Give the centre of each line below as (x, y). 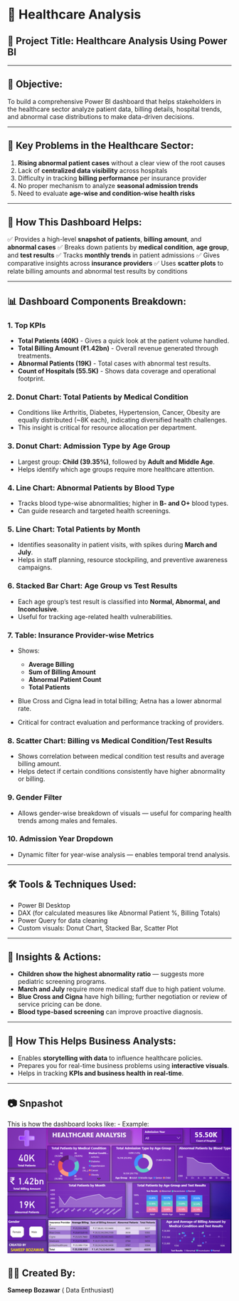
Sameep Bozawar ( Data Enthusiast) (61, 1290)
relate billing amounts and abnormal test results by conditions (97, 271)
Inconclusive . (38, 609)
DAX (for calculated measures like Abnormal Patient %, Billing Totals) (119, 913)
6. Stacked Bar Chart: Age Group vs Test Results (92, 586)
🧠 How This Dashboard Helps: (75, 223)
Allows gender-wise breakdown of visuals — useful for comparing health (124, 813)
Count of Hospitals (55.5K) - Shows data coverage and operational (117, 371)
